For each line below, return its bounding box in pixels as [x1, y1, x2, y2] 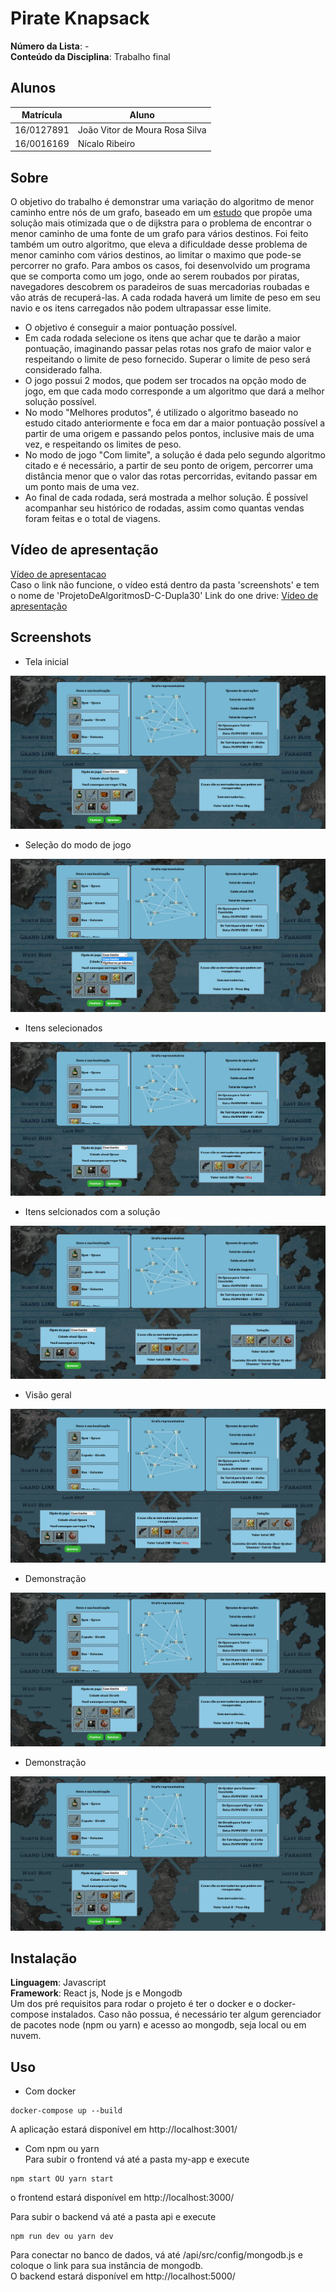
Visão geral [24, 1388, 72, 1401]
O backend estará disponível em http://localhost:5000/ [10, 2270, 236, 2282]
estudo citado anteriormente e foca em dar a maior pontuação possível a [24, 417, 326, 429]
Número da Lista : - [10, 40, 90, 52]
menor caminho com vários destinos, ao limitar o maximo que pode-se [10, 249, 302, 261]
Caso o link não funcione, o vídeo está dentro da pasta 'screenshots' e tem [10, 578, 320, 591]
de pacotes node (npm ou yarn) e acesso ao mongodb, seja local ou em [10, 2019, 307, 2031]
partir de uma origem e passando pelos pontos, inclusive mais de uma [24, 428, 315, 440]
